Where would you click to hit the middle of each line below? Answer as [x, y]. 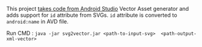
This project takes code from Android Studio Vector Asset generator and [98, 9]
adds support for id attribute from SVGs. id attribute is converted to [92, 15]
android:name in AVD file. [38, 21]
